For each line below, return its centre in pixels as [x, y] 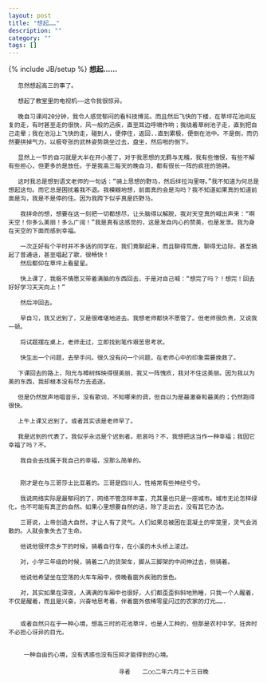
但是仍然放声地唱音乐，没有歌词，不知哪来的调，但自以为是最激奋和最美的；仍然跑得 [136, 397]
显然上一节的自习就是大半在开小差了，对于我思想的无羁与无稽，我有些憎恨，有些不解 [136, 158]
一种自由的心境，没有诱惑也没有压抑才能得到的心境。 [98, 655]
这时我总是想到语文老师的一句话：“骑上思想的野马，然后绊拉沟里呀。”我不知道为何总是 [139, 182]
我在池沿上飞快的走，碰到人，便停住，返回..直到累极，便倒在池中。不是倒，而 [142, 134]
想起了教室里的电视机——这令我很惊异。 [72, 101]
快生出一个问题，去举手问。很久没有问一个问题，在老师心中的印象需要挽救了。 [130, 358]
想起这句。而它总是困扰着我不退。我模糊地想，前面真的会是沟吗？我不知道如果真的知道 [130, 190]
